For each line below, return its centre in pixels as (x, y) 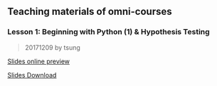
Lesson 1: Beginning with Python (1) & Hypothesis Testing (108, 32)
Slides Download (32, 75)
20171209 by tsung (52, 47)
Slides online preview (38, 61)
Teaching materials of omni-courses (90, 12)
